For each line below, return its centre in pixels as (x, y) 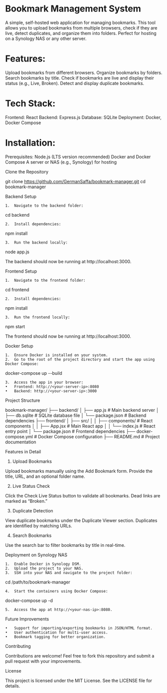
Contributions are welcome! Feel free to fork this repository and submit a (80, 655)
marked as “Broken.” (26, 501)
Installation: (30, 143)
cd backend (17, 215)
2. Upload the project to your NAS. (44, 568)
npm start (15, 326)
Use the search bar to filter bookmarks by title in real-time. (65, 545)
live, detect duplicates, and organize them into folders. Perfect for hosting (81, 33)
